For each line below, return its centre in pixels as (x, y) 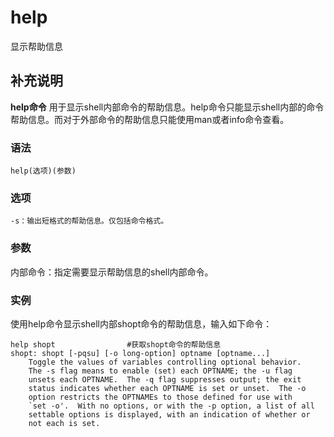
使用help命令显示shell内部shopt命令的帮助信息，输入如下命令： (141, 323)
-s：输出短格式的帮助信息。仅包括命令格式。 (89, 221)
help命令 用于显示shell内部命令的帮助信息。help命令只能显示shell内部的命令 (167, 107)
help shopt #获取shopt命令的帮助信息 (116, 344)
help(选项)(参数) (43, 171)
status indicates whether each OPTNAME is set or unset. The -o (167, 388)
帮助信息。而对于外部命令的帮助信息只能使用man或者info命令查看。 (150, 119)
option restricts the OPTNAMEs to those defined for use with (160, 397)
